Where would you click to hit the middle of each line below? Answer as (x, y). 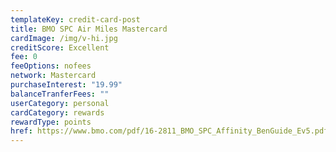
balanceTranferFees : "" (60, 94)
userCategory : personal (60, 103)
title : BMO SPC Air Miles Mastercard (89, 29)
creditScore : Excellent (60, 47)
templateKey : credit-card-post (75, 19)
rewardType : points (51, 122)
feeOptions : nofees (51, 66)
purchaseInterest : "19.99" (66, 85)
